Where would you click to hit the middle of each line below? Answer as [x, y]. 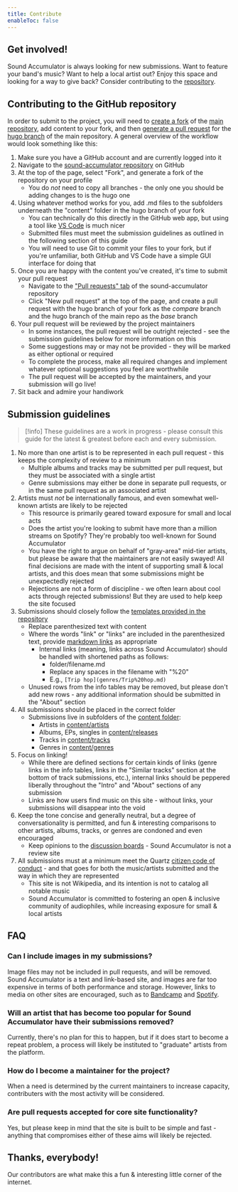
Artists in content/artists [74, 724]
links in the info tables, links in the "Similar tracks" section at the [122, 770]
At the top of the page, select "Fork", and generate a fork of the [110, 173]
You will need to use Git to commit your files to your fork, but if [120, 248]
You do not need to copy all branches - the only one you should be [126, 188]
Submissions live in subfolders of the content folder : [104, 717]
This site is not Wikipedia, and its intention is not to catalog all [118, 883]
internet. [20, 1182]
